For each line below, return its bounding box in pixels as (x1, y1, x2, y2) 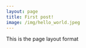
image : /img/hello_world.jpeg (6, 19, 81, 25)
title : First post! (6, 14, 54, 20)
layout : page (6, 8, 38, 15)
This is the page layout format (6, 36, 79, 43)
